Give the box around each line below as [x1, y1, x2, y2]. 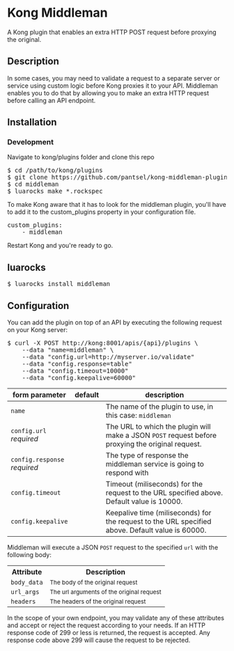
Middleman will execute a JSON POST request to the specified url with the [7, 543, 219, 551]
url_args [10, 588, 40, 596]
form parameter [13, 390, 66, 400]
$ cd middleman [7, 180, 59, 189]
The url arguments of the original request [49, 588, 162, 596]
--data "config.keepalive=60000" [22, 374, 136, 382]
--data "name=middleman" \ [22, 346, 114, 354]
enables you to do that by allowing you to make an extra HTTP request [7, 88, 209, 97]
